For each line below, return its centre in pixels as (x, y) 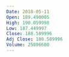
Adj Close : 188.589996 (34, 39)
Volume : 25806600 (28, 45)
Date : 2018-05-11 (28, 12)
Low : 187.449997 (26, 28)
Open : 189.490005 (28, 17)
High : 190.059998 (28, 23)
